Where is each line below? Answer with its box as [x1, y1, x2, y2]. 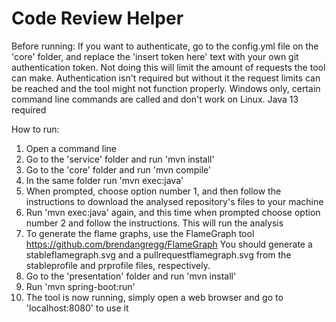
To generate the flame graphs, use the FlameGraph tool [25, 227, 255, 239]
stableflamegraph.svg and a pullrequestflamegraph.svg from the [25, 248, 292, 261]
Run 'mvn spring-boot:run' [25, 280, 136, 292]
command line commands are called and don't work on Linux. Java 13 [11, 93, 299, 105]
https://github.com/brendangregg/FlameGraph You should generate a [25, 238, 313, 250]
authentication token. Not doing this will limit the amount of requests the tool [11, 61, 326, 73]
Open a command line [25, 142, 118, 154]
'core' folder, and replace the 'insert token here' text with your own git [11, 50, 299, 62]
